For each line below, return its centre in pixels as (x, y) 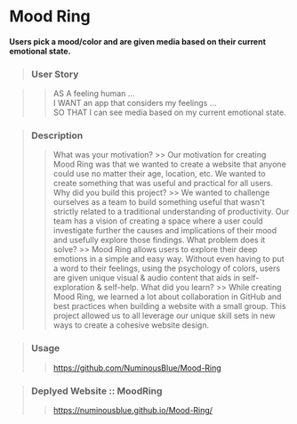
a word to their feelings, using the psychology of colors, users (167, 268)
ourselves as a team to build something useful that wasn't (159, 202)
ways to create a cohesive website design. (131, 325)
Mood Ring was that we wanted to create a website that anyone (169, 164)
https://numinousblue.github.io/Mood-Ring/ (133, 410)
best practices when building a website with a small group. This (169, 306)
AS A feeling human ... (94, 94)
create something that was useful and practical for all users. (163, 183)
